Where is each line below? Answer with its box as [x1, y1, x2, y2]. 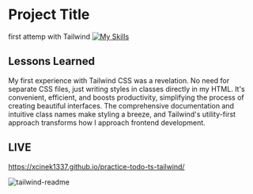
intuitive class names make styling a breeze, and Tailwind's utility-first [8, 109, 236, 119]
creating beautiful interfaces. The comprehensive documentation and [8, 101, 235, 110]
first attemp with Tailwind [8, 32, 91, 41]
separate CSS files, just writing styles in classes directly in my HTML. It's [8, 84, 245, 93]
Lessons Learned [8, 55, 95, 68]
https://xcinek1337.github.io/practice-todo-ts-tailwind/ [8, 162, 185, 171]
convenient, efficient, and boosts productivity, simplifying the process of [8, 93, 244, 102]
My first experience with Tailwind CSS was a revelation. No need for [8, 75, 230, 85]
